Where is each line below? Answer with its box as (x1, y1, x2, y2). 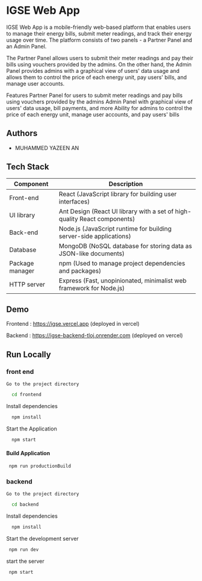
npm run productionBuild (8, 463, 71, 469)
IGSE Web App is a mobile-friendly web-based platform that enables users (6, 23, 191, 31)
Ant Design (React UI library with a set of (59, 207, 174, 216)
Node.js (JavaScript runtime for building (59, 224, 172, 232)
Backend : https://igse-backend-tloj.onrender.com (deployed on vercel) (6, 332, 183, 339)
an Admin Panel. (6, 43, 47, 50)
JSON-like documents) (59, 249, 125, 258)
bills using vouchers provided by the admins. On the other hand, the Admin (6, 61, 192, 68)
